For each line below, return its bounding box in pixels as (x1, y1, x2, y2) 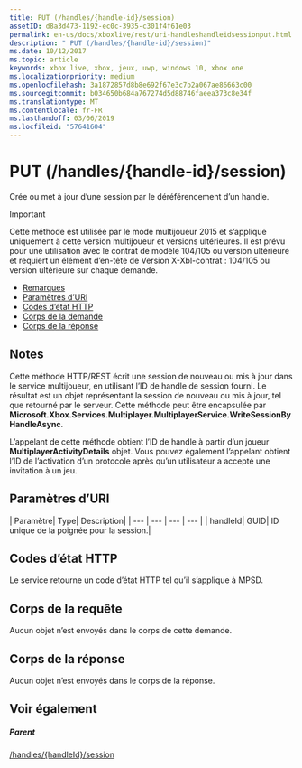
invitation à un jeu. (9, 464, 78, 475)
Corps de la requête (9, 601, 124, 616)
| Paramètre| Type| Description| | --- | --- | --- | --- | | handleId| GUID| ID (9, 515, 279, 526)
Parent (9, 726, 36, 737)
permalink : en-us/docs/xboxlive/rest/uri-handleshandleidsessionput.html (9, 30, 293, 39)
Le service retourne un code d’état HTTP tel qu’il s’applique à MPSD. (9, 575, 264, 585)
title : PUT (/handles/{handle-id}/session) (9, 13, 176, 23)
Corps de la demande (22, 311, 104, 322)
